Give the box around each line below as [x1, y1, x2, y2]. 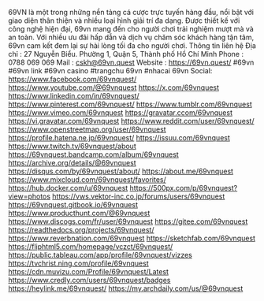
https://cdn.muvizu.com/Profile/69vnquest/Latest [8, 267, 169, 276]
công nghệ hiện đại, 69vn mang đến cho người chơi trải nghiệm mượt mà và [8, 24, 254, 33]
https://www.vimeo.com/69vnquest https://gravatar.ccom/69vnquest [8, 108, 232, 117]
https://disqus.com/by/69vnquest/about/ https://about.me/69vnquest [8, 166, 234, 176]
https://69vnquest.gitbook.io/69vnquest [8, 200, 138, 209]
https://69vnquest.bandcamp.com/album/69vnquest [8, 150, 179, 159]
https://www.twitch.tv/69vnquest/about [8, 142, 136, 150]
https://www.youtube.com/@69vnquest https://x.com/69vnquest [8, 83, 219, 92]
